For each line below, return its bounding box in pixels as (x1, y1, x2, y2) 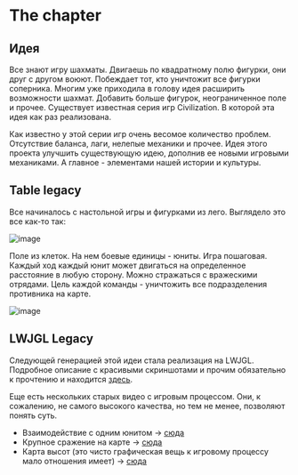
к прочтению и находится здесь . (9, 374, 133, 384)
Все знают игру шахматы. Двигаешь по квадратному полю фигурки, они (9, 64, 286, 75)
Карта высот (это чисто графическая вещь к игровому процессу (21, 446, 270, 456)
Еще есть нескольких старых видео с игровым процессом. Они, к (9, 390, 261, 401)
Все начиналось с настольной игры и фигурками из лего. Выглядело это (9, 206, 286, 217)
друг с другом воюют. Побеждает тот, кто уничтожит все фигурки (9, 74, 261, 85)
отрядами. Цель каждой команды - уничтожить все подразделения (9, 278, 268, 289)
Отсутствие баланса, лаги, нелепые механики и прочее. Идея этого (9, 139, 268, 149)
